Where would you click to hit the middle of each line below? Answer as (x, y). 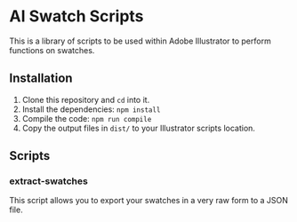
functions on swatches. (52, 50)
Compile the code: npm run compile (87, 118)
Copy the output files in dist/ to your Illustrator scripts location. (139, 128)
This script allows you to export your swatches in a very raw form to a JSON (149, 201)
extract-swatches (49, 181)
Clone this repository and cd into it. (86, 99)
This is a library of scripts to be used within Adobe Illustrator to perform (140, 41)
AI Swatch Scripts (76, 16)
